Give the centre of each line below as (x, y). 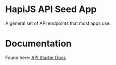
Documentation (39, 44)
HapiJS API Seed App (51, 9)
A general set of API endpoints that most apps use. (58, 23)
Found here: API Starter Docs (36, 57)
